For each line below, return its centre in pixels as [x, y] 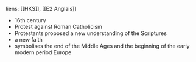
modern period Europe [43, 52]
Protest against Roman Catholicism [58, 27]
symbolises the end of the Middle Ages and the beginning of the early [102, 46]
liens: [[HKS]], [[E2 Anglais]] [41, 9]
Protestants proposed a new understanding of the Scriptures [90, 33]
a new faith [29, 39]
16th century [30, 20]
